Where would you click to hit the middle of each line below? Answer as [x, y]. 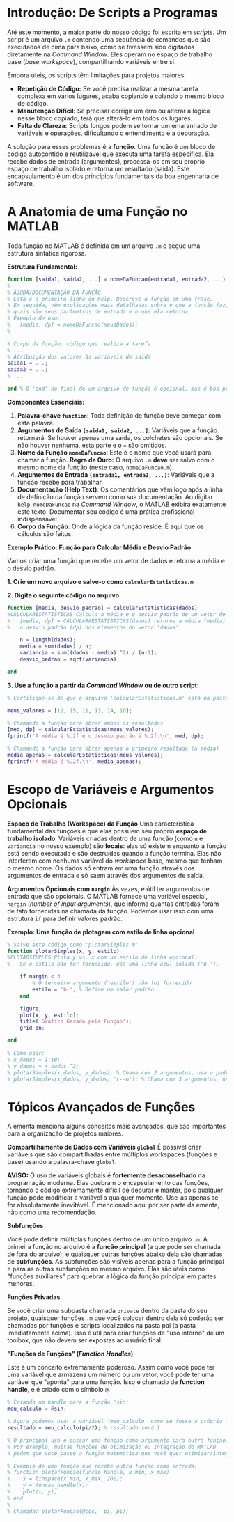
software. [21, 183]
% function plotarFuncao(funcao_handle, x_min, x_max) [88, 1473]
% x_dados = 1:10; [34, 1060]
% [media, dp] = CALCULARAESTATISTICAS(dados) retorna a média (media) [117, 621]
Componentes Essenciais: [46, 402]
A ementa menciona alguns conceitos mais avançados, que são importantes [117, 1127]
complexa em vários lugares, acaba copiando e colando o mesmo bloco [120, 96]
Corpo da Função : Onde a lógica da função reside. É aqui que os [110, 526]
